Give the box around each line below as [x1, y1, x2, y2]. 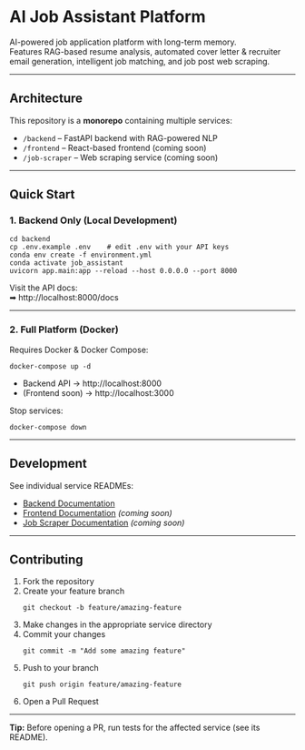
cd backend [9, 235, 51, 244]
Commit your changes [22, 629, 106, 640]
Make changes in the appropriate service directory [22, 619, 212, 630]
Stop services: [9, 405, 64, 416]
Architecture [9, 91, 84, 106]
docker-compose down [9, 422, 88, 431]
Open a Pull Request [22, 696, 100, 707]
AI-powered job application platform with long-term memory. [9, 36, 238, 47]
